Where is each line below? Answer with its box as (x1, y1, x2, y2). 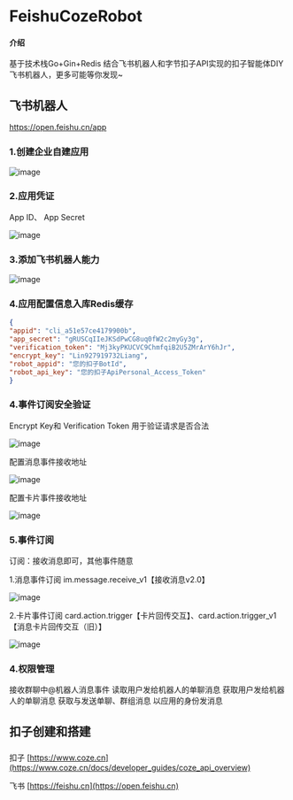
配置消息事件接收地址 (9, 456, 87, 466)
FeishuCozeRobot (9, 6, 143, 27)
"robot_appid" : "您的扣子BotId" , (9, 359, 127, 368)
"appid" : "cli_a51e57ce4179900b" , (9, 327, 137, 335)
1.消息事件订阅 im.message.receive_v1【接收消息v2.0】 (9, 573, 210, 585)
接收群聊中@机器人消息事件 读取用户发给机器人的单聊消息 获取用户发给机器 (9, 684, 285, 696)
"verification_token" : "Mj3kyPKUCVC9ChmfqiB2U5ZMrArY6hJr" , (9, 343, 236, 352)
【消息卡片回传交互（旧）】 (9, 621, 106, 632)
